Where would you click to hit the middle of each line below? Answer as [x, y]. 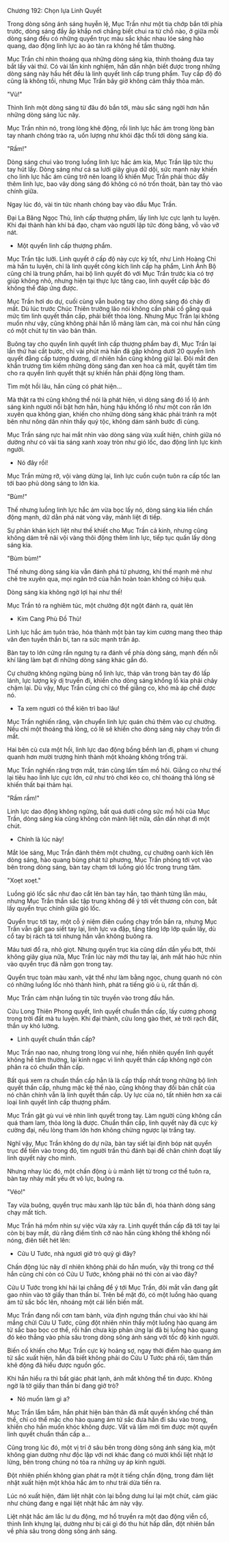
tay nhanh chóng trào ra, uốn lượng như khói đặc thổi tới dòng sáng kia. [108, 135]
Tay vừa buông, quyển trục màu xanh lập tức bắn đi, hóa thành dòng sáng [111, 1205]
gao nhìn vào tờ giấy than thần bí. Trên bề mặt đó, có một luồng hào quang [112, 1295]
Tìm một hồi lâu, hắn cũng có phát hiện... [65, 386]
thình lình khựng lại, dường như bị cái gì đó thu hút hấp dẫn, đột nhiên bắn [111, 1524]
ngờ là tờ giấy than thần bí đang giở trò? [63, 1386]
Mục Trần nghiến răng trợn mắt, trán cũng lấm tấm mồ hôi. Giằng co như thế [114, 770]
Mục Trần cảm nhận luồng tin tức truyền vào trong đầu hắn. [91, 998]
